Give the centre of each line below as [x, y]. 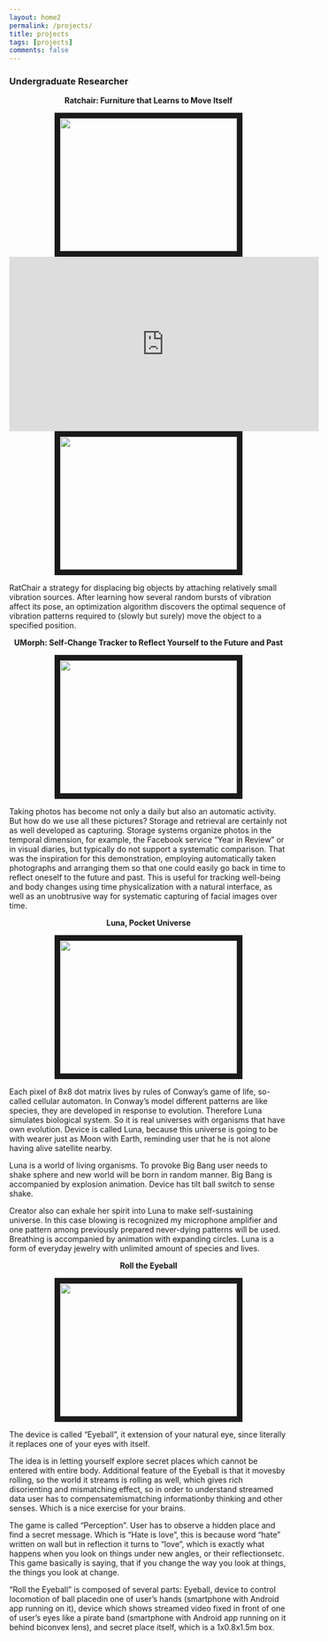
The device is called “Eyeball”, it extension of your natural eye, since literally [148, 1435]
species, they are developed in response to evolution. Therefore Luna [136, 1111]
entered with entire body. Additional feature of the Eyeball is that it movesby [147, 1471]
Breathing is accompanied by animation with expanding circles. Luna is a [141, 1239]
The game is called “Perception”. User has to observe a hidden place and [142, 1526]
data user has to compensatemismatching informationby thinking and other [146, 1499]
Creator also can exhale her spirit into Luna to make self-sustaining [131, 1211]
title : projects [39, 34]
